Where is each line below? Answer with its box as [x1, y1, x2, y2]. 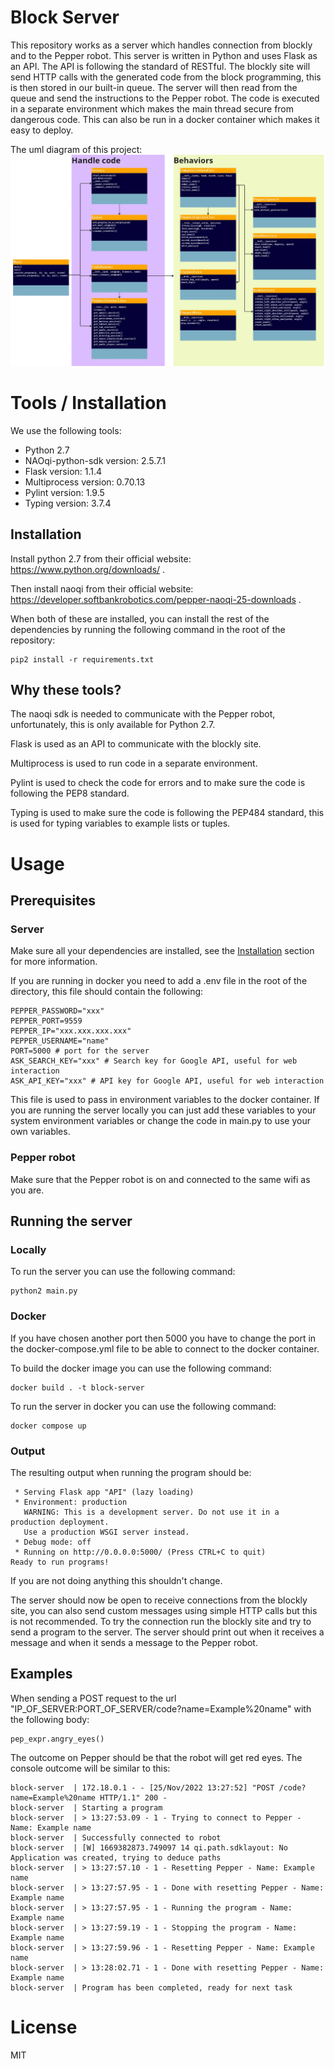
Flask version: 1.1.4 [24, 465, 103, 477]
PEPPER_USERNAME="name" [10, 1036, 110, 1046]
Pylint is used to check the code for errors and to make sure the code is [10, 777, 306, 789]
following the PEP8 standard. [10, 787, 130, 800]
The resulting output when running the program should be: [10, 1466, 252, 1478]
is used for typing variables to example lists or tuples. [10, 817, 231, 830]
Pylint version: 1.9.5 [24, 486, 105, 498]
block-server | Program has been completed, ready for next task [10, 1982, 293, 1993]
